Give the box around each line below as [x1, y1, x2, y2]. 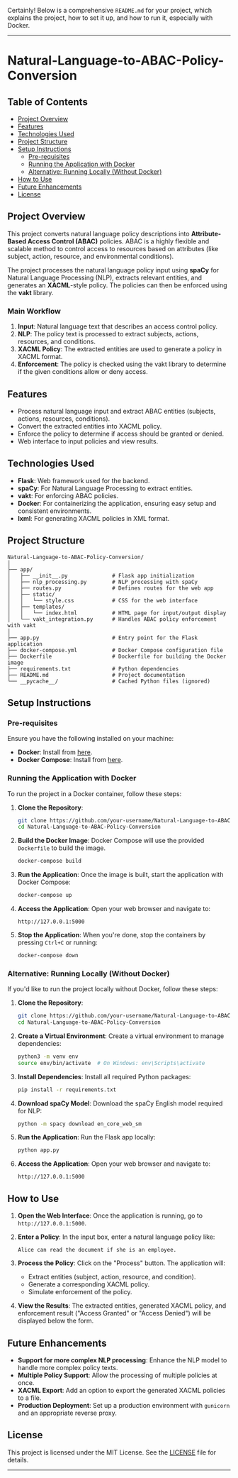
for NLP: [17, 1106, 42, 1115]
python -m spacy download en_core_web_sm [17, 1120, 142, 1127]
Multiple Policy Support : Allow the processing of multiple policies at [17, 1371, 217, 1379]
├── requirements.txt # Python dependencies [7, 665, 179, 673]
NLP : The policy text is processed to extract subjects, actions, [17, 330, 199, 338]
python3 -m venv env [17, 1053, 79, 1060]
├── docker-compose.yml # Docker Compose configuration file [7, 646, 223, 653]
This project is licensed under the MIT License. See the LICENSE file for [7, 1447, 217, 1457]
